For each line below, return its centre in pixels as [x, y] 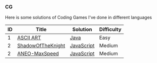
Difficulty [110, 29]
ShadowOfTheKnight [41, 46]
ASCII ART [29, 38]
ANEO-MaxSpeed [38, 54]
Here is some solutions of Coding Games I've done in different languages [78, 18]
